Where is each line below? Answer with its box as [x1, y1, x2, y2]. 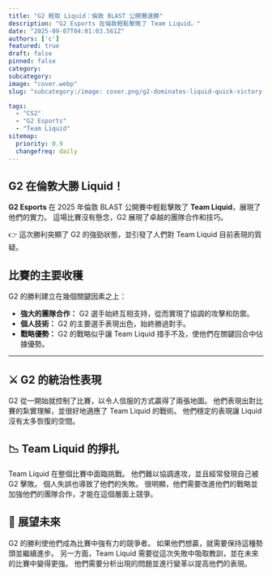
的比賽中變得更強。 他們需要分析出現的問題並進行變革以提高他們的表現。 [8, 558, 252, 568]
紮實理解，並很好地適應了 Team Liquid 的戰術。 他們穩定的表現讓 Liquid [22, 406, 262, 415]
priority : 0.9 [15, 140, 63, 148]
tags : [8, 102, 27, 110]
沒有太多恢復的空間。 [8, 415, 79, 426]
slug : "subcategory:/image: [8, 87, 104, 96]
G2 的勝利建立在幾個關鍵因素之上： [8, 291, 127, 301]
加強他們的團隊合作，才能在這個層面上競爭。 [8, 488, 158, 499]
